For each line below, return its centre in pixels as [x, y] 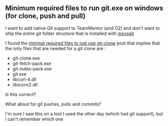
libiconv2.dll [25, 84]
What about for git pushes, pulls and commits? [53, 104]
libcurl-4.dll [24, 79]
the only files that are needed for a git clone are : [56, 48]
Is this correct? [21, 94]
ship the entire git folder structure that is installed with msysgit [70, 33]
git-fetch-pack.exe [32, 63]
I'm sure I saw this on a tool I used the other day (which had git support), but [84, 113]
